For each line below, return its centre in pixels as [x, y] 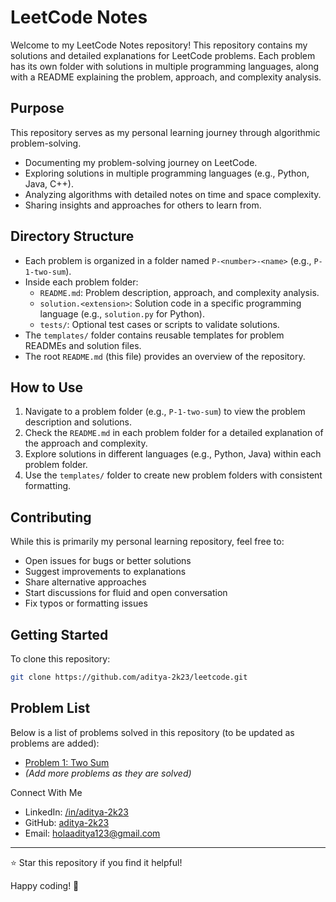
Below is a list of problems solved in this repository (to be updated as [152, 732]
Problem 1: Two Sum [67, 762]
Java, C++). [49, 183]
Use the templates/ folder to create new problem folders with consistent [173, 475]
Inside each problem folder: [81, 282]
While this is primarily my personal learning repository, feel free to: [147, 542]
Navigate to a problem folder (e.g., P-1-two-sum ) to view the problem [165, 412]
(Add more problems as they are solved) [108, 773]
